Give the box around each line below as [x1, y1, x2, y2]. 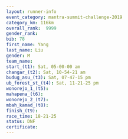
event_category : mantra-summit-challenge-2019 [6, 14, 123, 20]
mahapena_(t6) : [6, 91, 44, 97]
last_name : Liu [6, 47, 44, 53]
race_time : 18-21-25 [6, 113, 57, 119]
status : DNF [6, 119, 35, 125]
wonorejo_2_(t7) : [6, 96, 49, 102]
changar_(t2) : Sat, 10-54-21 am [6, 69, 86, 75]
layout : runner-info [6, 8, 57, 15]
